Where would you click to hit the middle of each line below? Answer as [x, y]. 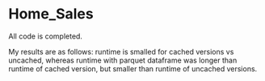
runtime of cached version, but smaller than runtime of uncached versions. [133, 68]
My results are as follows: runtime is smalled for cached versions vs [121, 51]
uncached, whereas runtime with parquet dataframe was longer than [123, 60]
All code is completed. [46, 36]
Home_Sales [51, 14]
